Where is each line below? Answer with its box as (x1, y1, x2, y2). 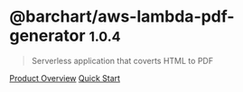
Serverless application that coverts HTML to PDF (31, 55, 214, 66)
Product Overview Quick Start (9, 72, 120, 83)
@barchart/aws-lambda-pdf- (9, 6, 235, 27)
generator (9, 25, 86, 46)
